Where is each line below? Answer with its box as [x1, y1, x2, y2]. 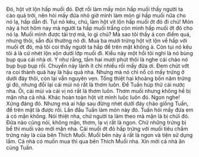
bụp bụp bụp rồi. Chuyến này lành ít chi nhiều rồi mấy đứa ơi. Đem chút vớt [6, 62, 189, 69]
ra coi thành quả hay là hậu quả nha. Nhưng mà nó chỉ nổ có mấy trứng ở [6, 69, 185, 75]
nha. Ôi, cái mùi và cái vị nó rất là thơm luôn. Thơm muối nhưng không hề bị [6, 88, 191, 94]
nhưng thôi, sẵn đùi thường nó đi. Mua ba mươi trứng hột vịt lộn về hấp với [6, 37, 187, 44]
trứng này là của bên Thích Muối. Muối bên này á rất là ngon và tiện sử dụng [6, 132, 193, 139]
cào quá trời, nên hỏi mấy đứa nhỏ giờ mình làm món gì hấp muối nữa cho [6, 12, 186, 19]
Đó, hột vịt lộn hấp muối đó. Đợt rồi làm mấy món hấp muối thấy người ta [6, 6, 183, 12]
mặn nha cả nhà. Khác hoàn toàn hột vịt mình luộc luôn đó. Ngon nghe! [6, 94, 180, 101]
